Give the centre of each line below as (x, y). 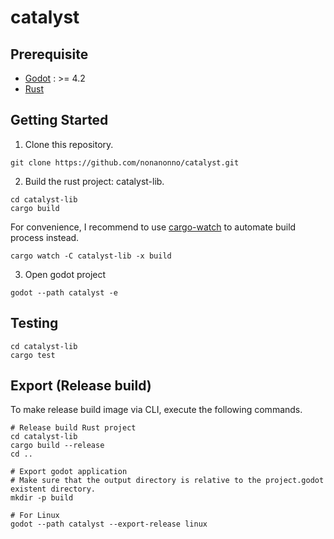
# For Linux (35, 516)
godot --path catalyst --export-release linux (109, 524)
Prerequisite (49, 54)
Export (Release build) (81, 386)
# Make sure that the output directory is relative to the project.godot (167, 481)
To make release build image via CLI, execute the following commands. (156, 410)
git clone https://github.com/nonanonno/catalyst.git (125, 162)
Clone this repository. (69, 144)
